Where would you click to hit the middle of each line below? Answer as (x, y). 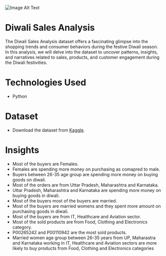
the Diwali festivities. (26, 63)
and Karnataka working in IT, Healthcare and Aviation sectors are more (84, 243)
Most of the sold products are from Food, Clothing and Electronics (80, 222)
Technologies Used (46, 83)
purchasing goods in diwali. (40, 211)
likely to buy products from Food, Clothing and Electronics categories (83, 248)
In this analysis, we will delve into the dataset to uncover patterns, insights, (82, 52)
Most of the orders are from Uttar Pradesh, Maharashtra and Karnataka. (85, 185)
